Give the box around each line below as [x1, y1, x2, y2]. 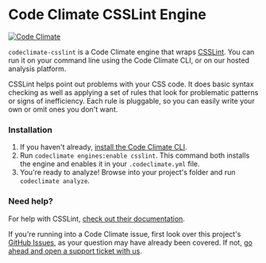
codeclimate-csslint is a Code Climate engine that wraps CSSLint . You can [8, 47, 255, 56]
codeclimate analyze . [19, 176, 90, 185]
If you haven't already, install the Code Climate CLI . [19, 143, 188, 152]
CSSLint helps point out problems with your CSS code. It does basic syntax [8, 79, 254, 89]
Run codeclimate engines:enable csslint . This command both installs [19, 151, 250, 160]
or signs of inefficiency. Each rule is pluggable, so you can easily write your [8, 96, 256, 105]
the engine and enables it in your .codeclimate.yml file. [19, 159, 200, 169]
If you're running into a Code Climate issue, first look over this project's [8, 229, 241, 238]
